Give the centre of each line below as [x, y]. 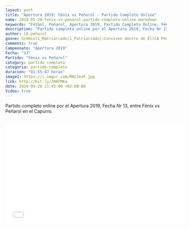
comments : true [22, 44]
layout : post [19, 10]
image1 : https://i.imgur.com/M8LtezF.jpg [50, 77]
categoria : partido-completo [36, 67]
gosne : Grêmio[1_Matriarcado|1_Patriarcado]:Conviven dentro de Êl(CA [82, 39]
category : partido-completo [35, 63]
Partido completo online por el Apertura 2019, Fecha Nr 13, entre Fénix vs [82, 106]
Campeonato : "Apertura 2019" [36, 48]
